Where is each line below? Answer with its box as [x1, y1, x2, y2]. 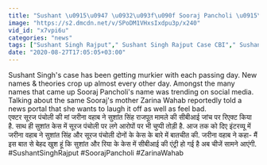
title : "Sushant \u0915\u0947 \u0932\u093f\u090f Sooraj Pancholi [8, 11, 233, 20]
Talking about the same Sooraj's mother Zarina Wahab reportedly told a [8, 96, 242, 105]
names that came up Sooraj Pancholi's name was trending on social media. [8, 87, 254, 96]
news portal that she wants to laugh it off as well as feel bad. [8, 104, 207, 113]
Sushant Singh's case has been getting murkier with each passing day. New [8, 71, 257, 79]
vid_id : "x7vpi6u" [8, 26, 69, 34]
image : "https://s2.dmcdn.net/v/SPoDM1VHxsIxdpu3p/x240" [8, 19, 201, 27]
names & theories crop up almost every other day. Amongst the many [8, 79, 236, 88]
